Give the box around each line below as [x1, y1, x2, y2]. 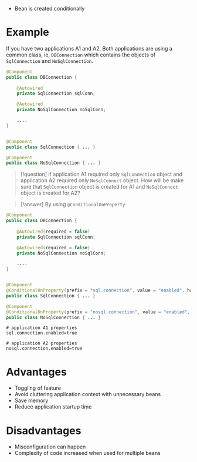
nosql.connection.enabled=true [6, 346, 83, 351]
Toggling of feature [14, 384, 62, 391]
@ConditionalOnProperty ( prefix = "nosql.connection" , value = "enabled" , [6, 309, 191, 315]
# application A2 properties [6, 340, 77, 346]
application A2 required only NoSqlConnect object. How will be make [20, 177, 184, 184]
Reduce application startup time [14, 403, 92, 410]
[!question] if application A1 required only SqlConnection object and [20, 170, 183, 178]
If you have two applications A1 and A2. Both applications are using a [6, 45, 173, 52]
